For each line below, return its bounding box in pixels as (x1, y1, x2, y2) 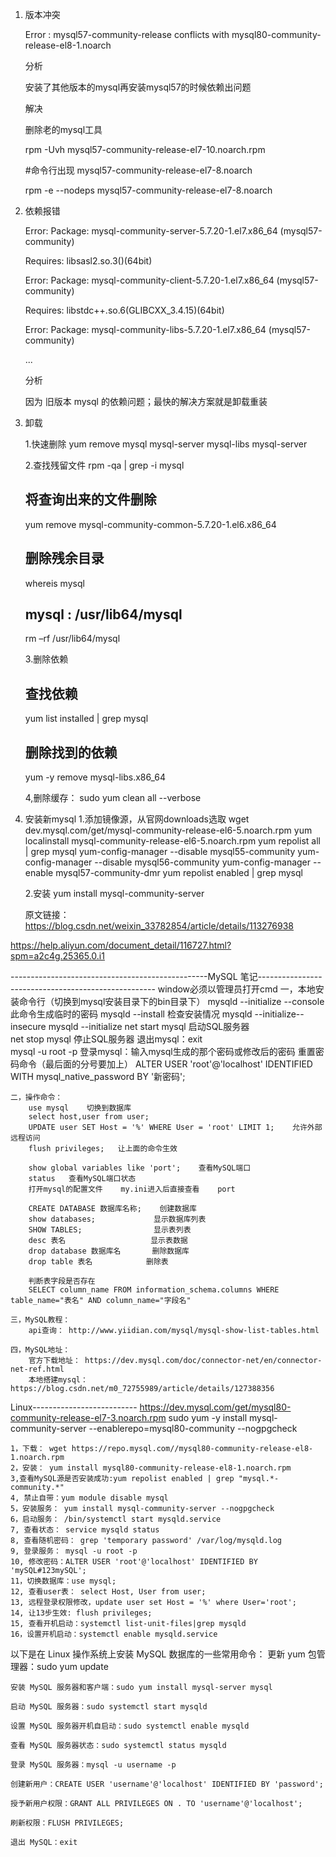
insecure (10, 1021, 47, 1033)
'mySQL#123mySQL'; (10, 1566, 87, 1576)
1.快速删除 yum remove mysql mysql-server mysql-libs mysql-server (24, 438, 308, 450)
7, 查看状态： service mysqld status (10, 1525, 160, 1535)
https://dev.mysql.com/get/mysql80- (139, 1401, 292, 1413)
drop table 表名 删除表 (28, 1257, 169, 1267)
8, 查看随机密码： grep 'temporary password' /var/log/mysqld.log (10, 1536, 283, 1546)
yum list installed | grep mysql (24, 713, 149, 725)
